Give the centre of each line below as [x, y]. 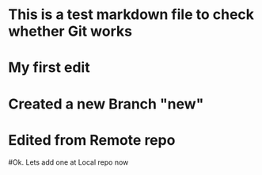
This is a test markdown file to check [131, 15]
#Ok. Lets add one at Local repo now [68, 162]
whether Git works [70, 31]
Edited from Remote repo [92, 140]
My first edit [49, 68]
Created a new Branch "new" [106, 104]
